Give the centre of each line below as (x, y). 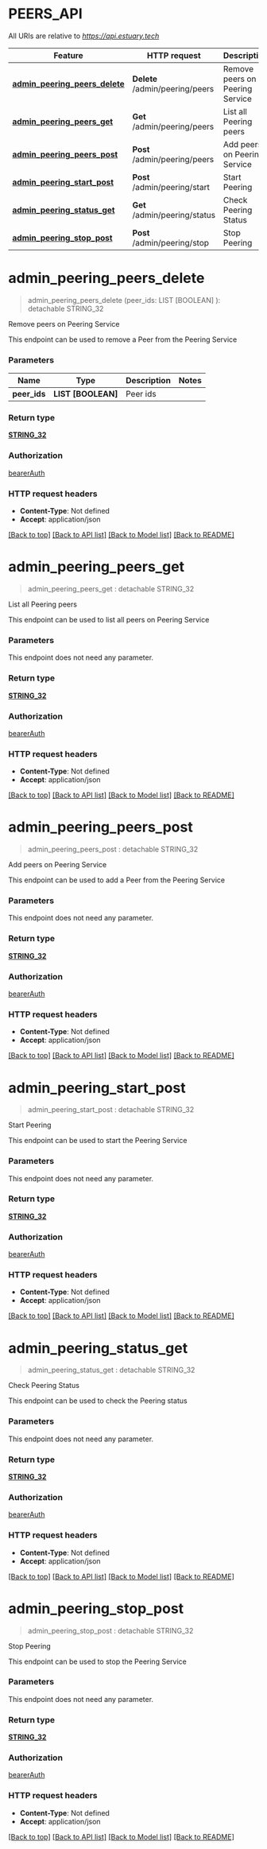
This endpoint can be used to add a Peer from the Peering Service (116, 880)
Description (148, 381)
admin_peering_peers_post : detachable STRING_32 (113, 849)
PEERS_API (46, 14)
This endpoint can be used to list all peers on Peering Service (109, 620)
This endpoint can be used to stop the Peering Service (97, 1661)
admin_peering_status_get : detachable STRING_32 (111, 1370)
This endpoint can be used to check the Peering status (98, 1401)
